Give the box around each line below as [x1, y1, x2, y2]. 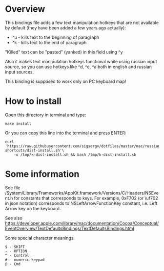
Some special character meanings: [5, 235, 75, 241]
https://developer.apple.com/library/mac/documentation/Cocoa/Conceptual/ [5, 220, 159, 226]
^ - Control [5, 253, 29, 258]
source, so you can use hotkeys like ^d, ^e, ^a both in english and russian [5, 64, 152, 70]
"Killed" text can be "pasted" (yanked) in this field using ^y [5, 49, 123, 55]
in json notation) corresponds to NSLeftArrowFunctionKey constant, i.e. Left [5, 200, 158, 206]
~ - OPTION [5, 248, 27, 253]
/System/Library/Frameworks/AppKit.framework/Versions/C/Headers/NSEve [5, 190, 159, 196]
